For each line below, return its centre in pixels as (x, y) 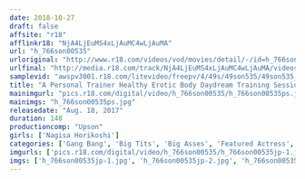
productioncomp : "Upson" (56, 127)
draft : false (34, 26)
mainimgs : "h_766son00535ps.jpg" (73, 102)
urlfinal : (28, 69)
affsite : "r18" (38, 34)
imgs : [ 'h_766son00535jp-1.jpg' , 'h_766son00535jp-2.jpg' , (123, 160)
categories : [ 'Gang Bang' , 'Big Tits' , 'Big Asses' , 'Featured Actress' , (152, 144)
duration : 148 (36, 118)
